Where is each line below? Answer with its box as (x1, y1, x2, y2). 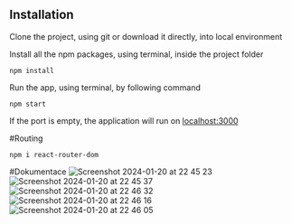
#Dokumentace (9, 166, 67, 177)
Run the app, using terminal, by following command (9, 81, 201, 93)
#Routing (9, 133, 43, 144)
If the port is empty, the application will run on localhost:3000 (9, 115, 239, 126)
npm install (9, 66, 54, 75)
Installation (9, 7, 74, 23)
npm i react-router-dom (9, 150, 99, 159)
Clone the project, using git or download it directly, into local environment (9, 31, 283, 42)
